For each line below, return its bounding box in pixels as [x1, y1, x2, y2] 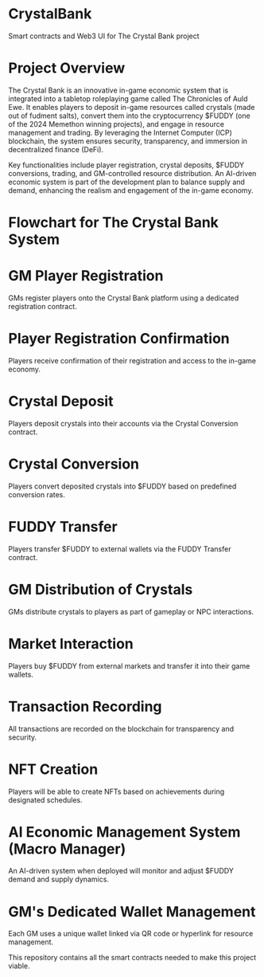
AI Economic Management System [8, 822, 241, 841]
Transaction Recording [8, 697, 162, 716]
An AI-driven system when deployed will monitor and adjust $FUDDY [8, 866, 235, 876]
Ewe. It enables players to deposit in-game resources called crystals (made [8, 102, 255, 112]
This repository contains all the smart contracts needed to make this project [8, 953, 257, 963]
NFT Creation [8, 760, 99, 778]
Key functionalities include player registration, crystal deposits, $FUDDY [8, 160, 245, 170]
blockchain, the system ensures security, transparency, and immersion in [8, 136, 248, 146]
